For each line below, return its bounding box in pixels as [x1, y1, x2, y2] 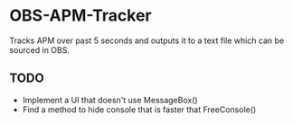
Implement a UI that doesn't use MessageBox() [22, 94, 198, 105]
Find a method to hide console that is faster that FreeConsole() [22, 104, 257, 115]
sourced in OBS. [9, 44, 71, 55]
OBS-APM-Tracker [9, 5, 152, 26]
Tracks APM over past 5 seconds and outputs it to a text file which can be [9, 35, 285, 46]
